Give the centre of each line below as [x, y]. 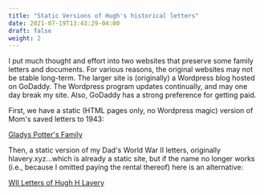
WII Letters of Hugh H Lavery [57, 183]
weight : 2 [25, 38]
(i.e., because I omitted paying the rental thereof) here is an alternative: [126, 167]
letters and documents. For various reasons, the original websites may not [131, 70]
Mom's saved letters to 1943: [56, 119]
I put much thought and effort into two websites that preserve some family [131, 61]
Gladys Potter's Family [45, 135]
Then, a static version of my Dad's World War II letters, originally [115, 150]
